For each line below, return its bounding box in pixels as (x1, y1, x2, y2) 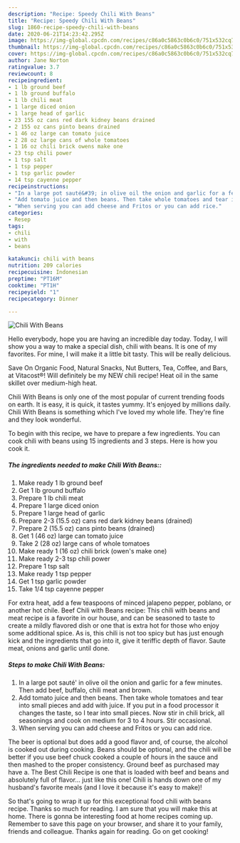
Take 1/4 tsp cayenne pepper (18, 585, 104, 593)
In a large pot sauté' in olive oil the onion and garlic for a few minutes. (18, 678, 223, 687)
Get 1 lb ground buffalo (18, 486, 86, 495)
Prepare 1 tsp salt (18, 562, 70, 571)
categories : (8, 210, 43, 217)
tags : (8, 223, 24, 230)
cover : (8, 51, 28, 58)
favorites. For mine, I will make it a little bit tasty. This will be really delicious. (8, 350, 231, 359)
